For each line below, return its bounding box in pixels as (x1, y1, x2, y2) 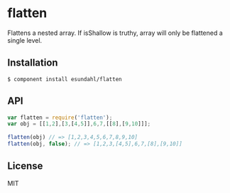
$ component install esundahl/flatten (7, 75, 122, 83)
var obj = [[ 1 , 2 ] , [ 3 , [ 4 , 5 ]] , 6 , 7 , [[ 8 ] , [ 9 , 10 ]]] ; (7, 120, 151, 127)
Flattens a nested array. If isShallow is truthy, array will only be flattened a (7, 28, 224, 37)
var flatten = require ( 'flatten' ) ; (7, 114, 113, 121)
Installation (7, 57, 58, 69)
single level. (7, 36, 43, 44)
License (7, 160, 43, 172)
